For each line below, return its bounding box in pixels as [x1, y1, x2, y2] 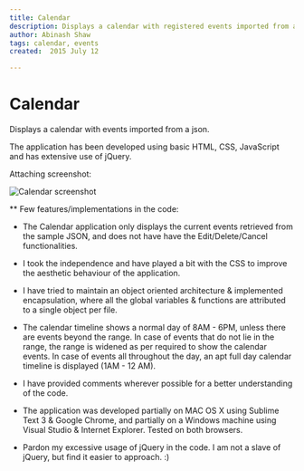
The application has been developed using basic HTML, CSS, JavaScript [9, 141, 280, 152]
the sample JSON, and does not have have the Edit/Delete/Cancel [22, 231, 269, 242]
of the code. [22, 388, 69, 399]
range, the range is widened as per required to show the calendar [22, 341, 267, 352]
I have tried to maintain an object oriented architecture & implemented [22, 285, 283, 296]
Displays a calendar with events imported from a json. [9, 124, 210, 135]
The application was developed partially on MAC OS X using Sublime [22, 405, 280, 417]
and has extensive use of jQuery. [9, 151, 132, 162]
